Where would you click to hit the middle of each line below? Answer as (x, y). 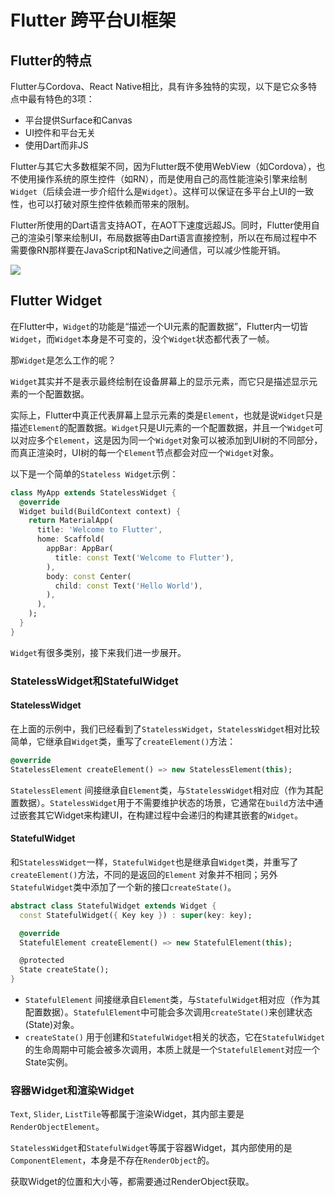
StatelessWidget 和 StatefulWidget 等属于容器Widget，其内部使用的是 (151, 1148)
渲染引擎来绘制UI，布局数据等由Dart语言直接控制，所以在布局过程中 (168, 237)
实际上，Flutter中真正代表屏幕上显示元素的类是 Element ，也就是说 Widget (158, 415)
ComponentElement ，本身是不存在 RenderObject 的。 (112, 1160)
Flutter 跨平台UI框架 (93, 20)
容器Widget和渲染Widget (72, 1090)
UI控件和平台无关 (60, 132)
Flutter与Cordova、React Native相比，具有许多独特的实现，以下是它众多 (159, 86)
